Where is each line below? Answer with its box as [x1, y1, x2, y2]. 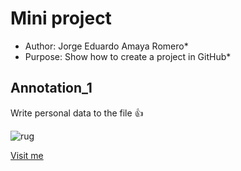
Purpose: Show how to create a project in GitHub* [24, 50, 232, 62]
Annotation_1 [10, 80, 93, 97]
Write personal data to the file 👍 [10, 107, 144, 119]
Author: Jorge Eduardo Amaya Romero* [24, 40, 189, 52]
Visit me [10, 149, 44, 161]
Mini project [10, 7, 112, 30]
